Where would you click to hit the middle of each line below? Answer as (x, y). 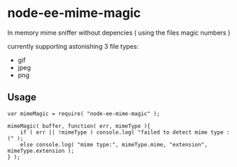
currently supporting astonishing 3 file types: (73, 46)
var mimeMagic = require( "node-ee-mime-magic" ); (84, 114)
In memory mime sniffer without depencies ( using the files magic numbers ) (119, 33)
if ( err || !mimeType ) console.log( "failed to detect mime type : (125, 132)
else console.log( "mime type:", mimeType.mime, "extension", (114, 144)
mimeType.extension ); (41, 151)
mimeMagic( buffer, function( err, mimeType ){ (79, 126)
